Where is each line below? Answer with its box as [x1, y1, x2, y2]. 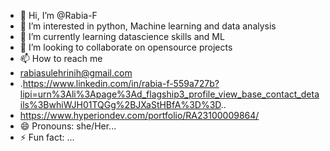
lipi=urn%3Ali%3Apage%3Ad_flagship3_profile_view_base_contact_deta [19, 88, 320, 100]
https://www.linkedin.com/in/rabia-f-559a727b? [22, 78, 220, 89]
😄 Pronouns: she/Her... [19, 120, 117, 132]
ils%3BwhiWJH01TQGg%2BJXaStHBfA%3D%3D [19, 99, 222, 110]
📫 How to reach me [19, 53, 103, 64]
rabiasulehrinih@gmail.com [19, 67, 133, 79]
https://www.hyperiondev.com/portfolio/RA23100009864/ [19, 110, 260, 121]
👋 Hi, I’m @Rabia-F [19, 10, 98, 21]
